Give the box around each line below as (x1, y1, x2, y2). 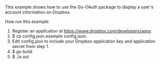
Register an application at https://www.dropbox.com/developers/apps (12, 28, 151, 33)
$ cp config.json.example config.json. (12, 33, 87, 39)
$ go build (12, 48, 32, 54)
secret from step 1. (12, 44, 50, 49)
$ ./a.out (12, 54, 29, 60)
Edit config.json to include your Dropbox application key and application (12, 38, 156, 44)
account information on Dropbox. (5, 9, 71, 15)
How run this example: (5, 19, 50, 24)
